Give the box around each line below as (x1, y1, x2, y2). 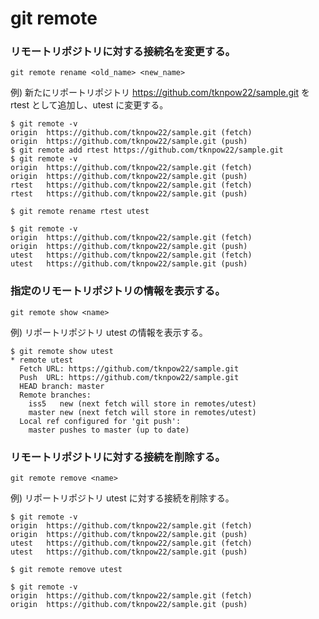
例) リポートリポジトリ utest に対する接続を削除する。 (10, 492, 235, 504)
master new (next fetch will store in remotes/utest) (28, 407, 257, 417)
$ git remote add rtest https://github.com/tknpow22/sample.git (10, 145, 284, 156)
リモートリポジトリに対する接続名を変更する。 (10, 45, 236, 59)
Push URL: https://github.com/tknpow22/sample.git (19, 372, 240, 382)
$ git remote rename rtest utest (10, 207, 150, 217)
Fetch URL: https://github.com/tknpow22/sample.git (19, 363, 240, 374)
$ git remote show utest (10, 346, 114, 356)
